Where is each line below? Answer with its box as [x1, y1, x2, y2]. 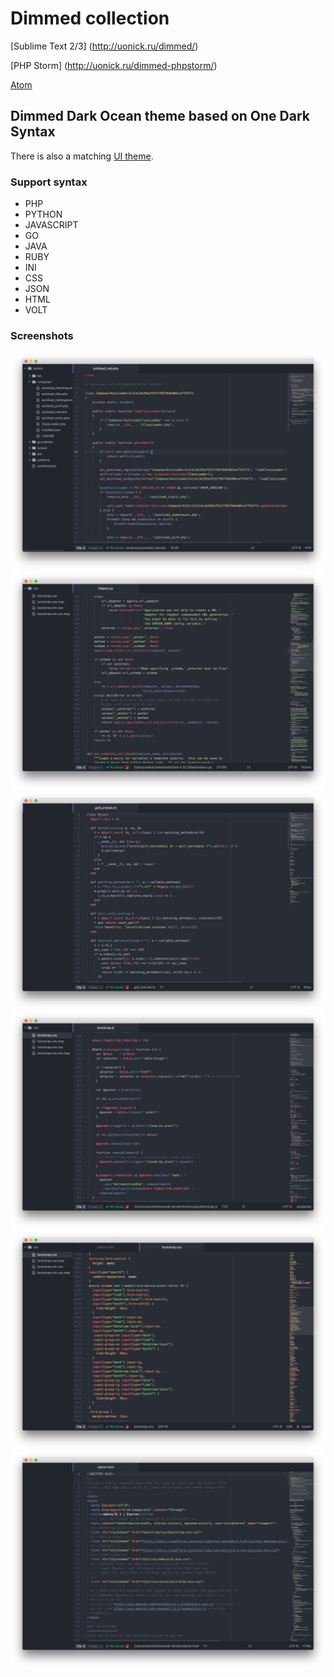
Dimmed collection [10, 7, 170, 30]
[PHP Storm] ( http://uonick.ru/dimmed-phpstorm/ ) [10, 59, 218, 71]
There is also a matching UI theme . [10, 150, 154, 162]
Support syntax [10, 175, 88, 189]
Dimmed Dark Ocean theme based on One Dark [10, 108, 310, 125]
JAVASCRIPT [24, 219, 79, 231]
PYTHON [24, 208, 63, 221]
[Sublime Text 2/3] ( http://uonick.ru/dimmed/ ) [10, 40, 199, 52]
